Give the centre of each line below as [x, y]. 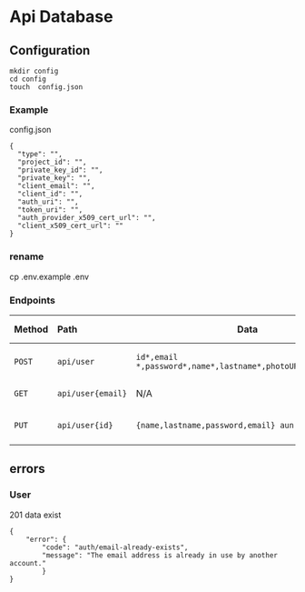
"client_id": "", [50, 194]
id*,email [157, 357]
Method [31, 329]
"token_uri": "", [50, 210]
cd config [28, 79]
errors [27, 469]
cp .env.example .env [49, 276]
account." [28, 563]
